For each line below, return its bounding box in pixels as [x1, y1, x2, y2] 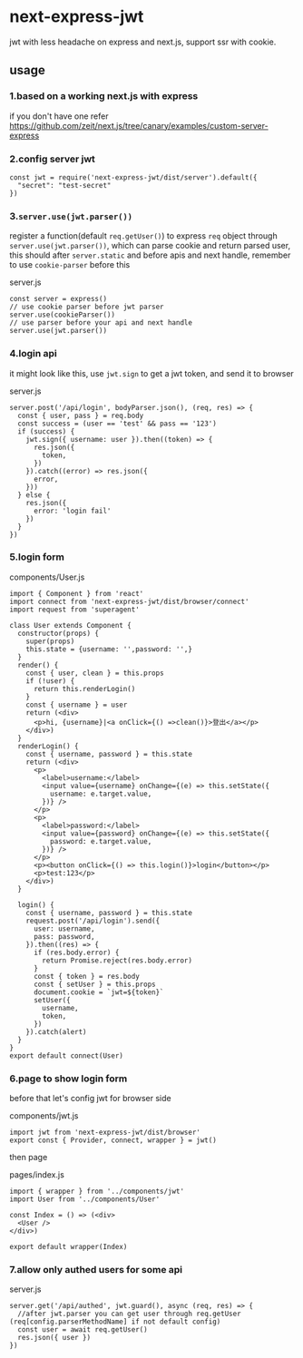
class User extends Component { [9, 620, 132, 630]
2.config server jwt [9, 152, 95, 165]
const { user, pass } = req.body [17, 411, 144, 420]
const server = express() [9, 295, 107, 304]
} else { [17, 490, 51, 500]
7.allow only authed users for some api [9, 1264, 183, 1276]
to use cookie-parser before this [9, 259, 131, 270]
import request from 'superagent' [9, 605, 141, 614]
